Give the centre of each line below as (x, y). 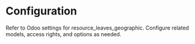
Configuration (42, 11)
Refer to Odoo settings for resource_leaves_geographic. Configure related (97, 28)
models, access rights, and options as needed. (63, 34)
